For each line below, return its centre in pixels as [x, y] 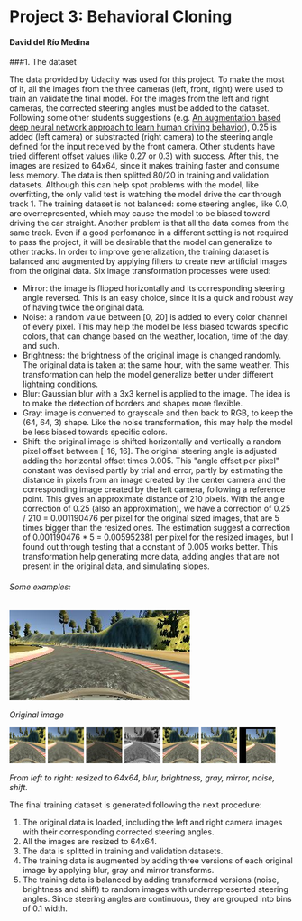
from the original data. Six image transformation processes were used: [140, 271]
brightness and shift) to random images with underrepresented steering [155, 889]
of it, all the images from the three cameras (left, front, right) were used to [146, 89]
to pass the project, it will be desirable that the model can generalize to [141, 242]
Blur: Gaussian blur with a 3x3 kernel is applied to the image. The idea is [156, 394]
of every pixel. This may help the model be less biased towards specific [155, 327]
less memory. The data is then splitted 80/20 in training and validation [139, 175]
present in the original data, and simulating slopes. [116, 566]
